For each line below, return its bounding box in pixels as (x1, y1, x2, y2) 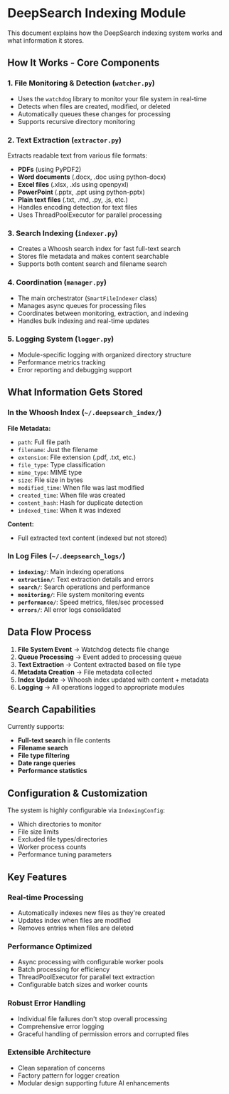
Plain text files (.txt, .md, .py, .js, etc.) (17, 195, 128, 204)
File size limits (17, 827, 59, 836)
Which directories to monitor (17, 820, 102, 829)
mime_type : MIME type (17, 468, 82, 476)
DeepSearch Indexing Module (7, 5, 186, 21)
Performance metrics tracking (17, 358, 106, 367)
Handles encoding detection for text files (17, 203, 137, 211)
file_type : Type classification (17, 460, 105, 469)
